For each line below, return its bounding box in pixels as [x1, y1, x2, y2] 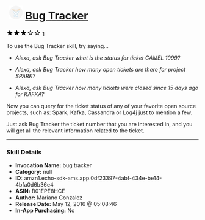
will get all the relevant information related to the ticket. [6, 127, 145, 134]
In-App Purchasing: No [15, 207, 75, 215]
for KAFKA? [15, 91, 45, 98]
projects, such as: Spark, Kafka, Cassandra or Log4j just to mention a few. [6, 109, 193, 116]
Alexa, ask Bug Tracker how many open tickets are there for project [15, 66, 186, 73]
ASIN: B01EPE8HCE [15, 188, 65, 195]
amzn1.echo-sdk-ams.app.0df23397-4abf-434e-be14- [24, 174, 162, 182]
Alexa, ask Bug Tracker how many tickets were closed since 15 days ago [15, 84, 199, 91]
